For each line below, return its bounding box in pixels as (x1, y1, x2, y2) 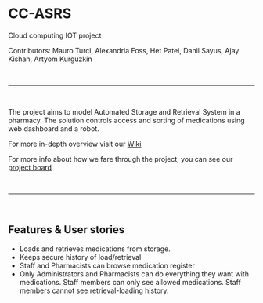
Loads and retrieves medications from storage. (19, 244, 171, 254)
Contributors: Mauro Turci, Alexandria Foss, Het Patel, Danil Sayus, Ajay (8, 46, 240, 55)
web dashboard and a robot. (8, 123, 99, 133)
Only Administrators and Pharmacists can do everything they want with (19, 268, 249, 279)
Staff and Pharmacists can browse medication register (19, 261, 196, 270)
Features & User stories (8, 223, 125, 236)
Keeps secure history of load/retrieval (19, 252, 142, 261)
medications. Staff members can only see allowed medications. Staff (19, 277, 241, 287)
